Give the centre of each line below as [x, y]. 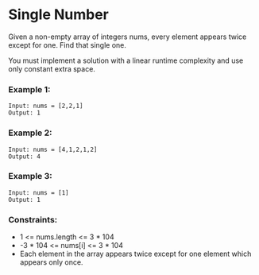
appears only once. [51, 262]
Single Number [59, 15]
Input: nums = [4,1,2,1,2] [53, 149]
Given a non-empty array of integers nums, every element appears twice [128, 37]
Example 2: [30, 133]
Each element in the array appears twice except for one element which [135, 254]
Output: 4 [25, 157]
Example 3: [31, 176]
